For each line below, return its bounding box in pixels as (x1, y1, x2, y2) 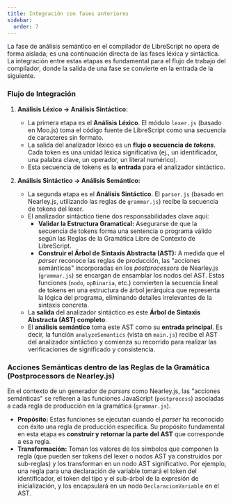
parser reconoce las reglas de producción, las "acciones (38, 256, 200, 264)
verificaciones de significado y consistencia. (27, 345, 156, 353)
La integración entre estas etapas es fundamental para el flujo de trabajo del (7, 57, 226, 65)
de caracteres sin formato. (27, 133, 104, 141)
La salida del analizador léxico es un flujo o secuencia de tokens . (27, 141, 216, 149)
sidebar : (7, 17, 33, 24)
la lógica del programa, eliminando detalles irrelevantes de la (38, 293, 212, 301)
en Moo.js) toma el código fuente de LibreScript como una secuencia (27, 126, 226, 134)
